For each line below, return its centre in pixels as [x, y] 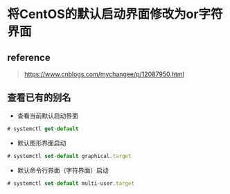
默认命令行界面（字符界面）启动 [63, 170]
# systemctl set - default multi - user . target [71, 183]
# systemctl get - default [43, 129]
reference [29, 57]
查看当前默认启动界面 [47, 116]
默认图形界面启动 [42, 143]
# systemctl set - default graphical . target [69, 156]
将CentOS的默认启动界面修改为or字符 [115, 14]
